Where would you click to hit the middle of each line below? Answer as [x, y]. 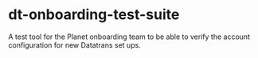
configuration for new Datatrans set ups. [74, 44]
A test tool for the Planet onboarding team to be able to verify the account [129, 37]
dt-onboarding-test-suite [94, 15]
